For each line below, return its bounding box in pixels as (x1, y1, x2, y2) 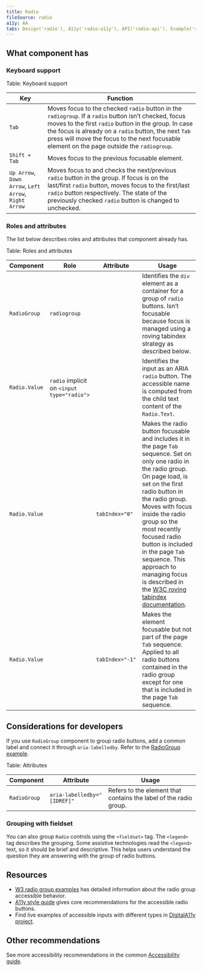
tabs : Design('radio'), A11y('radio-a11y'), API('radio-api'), (6, 25, 168, 32)
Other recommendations (6, 935, 100, 946)
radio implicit (49, 376, 87, 385)
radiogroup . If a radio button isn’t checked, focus (47, 112, 186, 120)
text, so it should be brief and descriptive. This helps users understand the (6, 846, 191, 853)
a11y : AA (6, 20, 28, 26)
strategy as (142, 340, 174, 348)
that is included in (142, 686, 192, 694)
